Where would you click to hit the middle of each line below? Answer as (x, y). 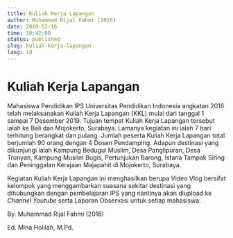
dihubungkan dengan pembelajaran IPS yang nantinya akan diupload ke (110, 193)
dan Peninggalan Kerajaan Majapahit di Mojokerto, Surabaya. (94, 164)
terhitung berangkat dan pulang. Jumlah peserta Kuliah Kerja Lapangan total (116, 135)
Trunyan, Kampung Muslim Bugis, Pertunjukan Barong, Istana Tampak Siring (116, 158)
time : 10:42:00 (29, 33)
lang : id (20, 53)
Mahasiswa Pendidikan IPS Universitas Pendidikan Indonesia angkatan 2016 (116, 105)
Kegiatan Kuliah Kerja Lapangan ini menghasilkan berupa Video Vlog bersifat (117, 178)
